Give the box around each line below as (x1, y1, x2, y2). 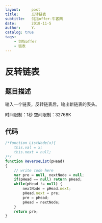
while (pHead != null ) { (14, 182, 63, 187)
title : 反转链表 (5, 12, 47, 17)
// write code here (14, 168, 54, 173)
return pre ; (14, 209, 38, 214)
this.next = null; (14, 150, 51, 155)
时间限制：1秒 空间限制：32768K (5, 111, 72, 118)
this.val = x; (14, 145, 43, 150)
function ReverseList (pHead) (5, 159, 65, 164)
